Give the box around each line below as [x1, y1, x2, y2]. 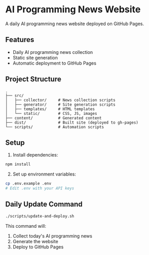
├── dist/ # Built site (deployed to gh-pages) [5, 120, 139, 125]
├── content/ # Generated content [5, 115, 102, 121]
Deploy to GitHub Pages [12, 244, 64, 250]
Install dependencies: [12, 152, 58, 158]
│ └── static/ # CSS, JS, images [5, 111, 97, 116]
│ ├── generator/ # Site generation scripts [5, 102, 116, 107]
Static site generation [12, 54, 58, 61]
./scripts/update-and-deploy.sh [5, 213, 74, 219]
